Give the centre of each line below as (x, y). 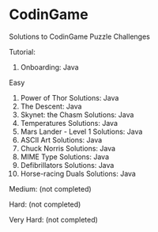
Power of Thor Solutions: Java (70, 97)
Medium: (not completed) (50, 188)
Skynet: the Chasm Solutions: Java (77, 114)
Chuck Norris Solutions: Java (68, 148)
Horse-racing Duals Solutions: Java (78, 173)
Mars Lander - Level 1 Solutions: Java (81, 131)
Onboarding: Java (49, 67)
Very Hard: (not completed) (53, 219)
